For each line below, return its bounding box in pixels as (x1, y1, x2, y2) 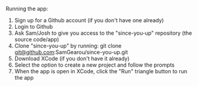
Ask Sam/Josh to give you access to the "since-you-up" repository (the (14, 29, 193, 37)
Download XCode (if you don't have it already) (14, 55, 130, 62)
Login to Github (14, 23, 53, 30)
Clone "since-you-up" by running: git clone (14, 42, 122, 49)
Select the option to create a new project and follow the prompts (14, 61, 175, 68)
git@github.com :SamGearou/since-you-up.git (14, 49, 128, 56)
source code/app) (14, 36, 60, 43)
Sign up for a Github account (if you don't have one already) (14, 17, 164, 23)
